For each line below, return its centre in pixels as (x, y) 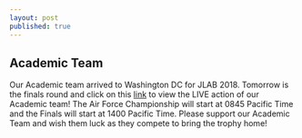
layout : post (34, 18)
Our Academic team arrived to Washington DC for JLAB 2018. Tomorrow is (149, 85)
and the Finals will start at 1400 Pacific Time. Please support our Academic (150, 113)
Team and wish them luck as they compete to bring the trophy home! (139, 123)
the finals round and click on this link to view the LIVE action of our (134, 94)
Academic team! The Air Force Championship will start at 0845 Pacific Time (151, 104)
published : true (40, 26)
